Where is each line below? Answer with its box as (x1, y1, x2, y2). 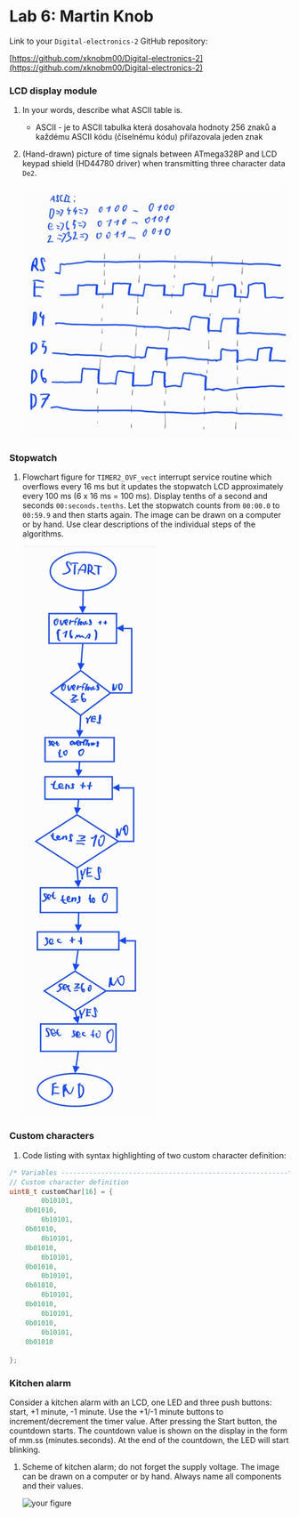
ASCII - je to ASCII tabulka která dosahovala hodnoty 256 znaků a (35, 122, 277, 133)
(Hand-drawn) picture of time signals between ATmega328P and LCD (21, 149, 278, 159)
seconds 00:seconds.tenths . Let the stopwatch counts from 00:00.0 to (21, 500, 280, 511)
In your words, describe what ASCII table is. (21, 105, 183, 116)
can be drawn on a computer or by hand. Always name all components (21, 1471, 282, 1482)
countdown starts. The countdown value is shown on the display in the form (9, 1425, 287, 1436)
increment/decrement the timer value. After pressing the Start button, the (9, 1416, 278, 1427)
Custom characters (9, 1130, 95, 1142)
